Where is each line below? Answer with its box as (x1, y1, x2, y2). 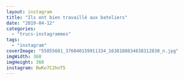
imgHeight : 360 (6, 59, 44, 65)
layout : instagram (6, 8, 52, 15)
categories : (6, 25, 36, 32)
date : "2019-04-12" (6, 20, 55, 26)
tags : (6, 37, 20, 43)
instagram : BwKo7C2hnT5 (6, 64, 66, 71)
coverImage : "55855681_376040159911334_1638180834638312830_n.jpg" (6, 48, 179, 54)
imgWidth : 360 (6, 54, 42, 60)
